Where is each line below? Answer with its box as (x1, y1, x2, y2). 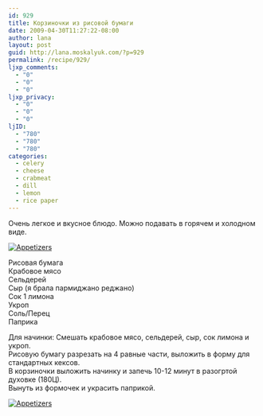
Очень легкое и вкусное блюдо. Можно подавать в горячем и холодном (8, 218, 256, 227)
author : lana (8, 33, 52, 42)
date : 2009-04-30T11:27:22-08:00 (8, 26, 120, 34)
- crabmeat (15, 174, 52, 183)
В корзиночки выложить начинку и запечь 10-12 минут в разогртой (8, 366, 237, 375)
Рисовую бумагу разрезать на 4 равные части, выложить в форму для (8, 349, 250, 359)
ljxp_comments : (8, 64, 59, 72)
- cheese (15, 167, 45, 175)
